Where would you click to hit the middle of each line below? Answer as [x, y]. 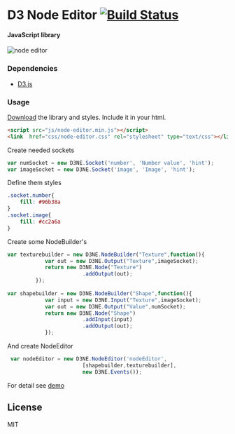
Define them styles [34, 183]
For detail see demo [36, 385]
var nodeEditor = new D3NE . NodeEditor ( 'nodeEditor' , [89, 359]
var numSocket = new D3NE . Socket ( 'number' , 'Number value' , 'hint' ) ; [111, 163]
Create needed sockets [41, 150]
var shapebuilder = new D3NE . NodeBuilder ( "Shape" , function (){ [100, 293]
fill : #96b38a [40, 202]
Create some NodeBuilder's [47, 241]
